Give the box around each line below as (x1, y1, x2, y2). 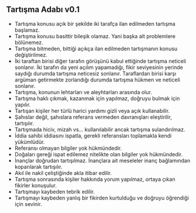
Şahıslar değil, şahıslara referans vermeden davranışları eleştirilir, (14, 114, 172, 121)
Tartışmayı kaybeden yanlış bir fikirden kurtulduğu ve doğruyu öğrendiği (14, 194, 190, 201)
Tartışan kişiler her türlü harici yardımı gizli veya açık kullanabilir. (14, 107, 170, 114)
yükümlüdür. (14, 138, 45, 145)
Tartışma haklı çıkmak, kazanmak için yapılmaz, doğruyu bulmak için (14, 95, 180, 102)
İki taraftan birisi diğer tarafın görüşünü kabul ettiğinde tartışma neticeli (14, 57, 187, 64)
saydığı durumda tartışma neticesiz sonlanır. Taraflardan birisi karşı (14, 70, 177, 77)
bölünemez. (14, 39, 43, 46)
